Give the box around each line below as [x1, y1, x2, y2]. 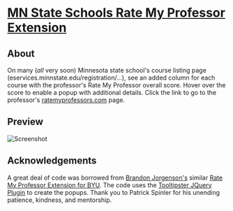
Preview [7, 116, 44, 128]
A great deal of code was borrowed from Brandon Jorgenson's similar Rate [7, 173, 223, 182]
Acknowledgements [7, 155, 97, 167]
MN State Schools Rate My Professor [7, 5, 225, 21]
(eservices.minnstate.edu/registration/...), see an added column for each [7, 73, 216, 82]
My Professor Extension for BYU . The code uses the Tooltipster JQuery [7, 180, 212, 189]
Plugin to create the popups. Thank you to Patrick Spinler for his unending [7, 188, 220, 196]
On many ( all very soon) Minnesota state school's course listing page [7, 66, 207, 74]
